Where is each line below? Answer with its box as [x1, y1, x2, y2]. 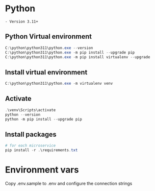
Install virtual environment [5, 68, 87, 76]
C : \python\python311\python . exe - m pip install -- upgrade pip [5, 50, 135, 55]
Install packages [5, 130, 56, 139]
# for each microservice [5, 143, 56, 148]
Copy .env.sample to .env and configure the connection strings [5, 181, 132, 186]
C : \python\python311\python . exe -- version [5, 45, 93, 50]
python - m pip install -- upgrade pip [5, 117, 82, 121]
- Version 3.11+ [5, 19, 38, 24]
